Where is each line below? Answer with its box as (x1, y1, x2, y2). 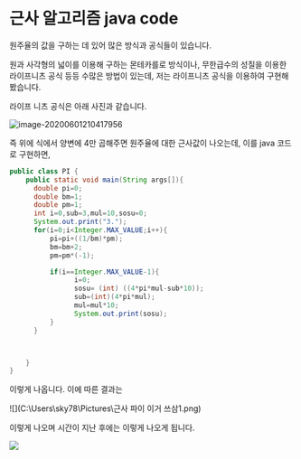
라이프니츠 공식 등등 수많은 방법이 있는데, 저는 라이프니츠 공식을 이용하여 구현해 (9, 70, 289, 81)
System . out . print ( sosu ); (73, 309, 168, 318)
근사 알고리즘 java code (9, 8, 179, 29)
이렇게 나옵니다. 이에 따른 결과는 (9, 384, 124, 395)
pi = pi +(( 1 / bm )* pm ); (49, 234, 124, 243)
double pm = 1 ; (33, 201, 83, 210)
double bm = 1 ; (33, 192, 83, 201)
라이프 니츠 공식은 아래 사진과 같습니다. (9, 100, 147, 111)
